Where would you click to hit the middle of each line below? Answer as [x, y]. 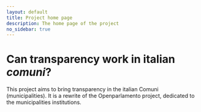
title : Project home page [39, 18]
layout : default [27, 12]
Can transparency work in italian [91, 59]
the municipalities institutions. [44, 102]
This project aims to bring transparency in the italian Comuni [82, 89]
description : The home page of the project [63, 23]
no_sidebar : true [28, 29]
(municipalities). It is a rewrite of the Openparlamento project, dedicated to [100, 96]
